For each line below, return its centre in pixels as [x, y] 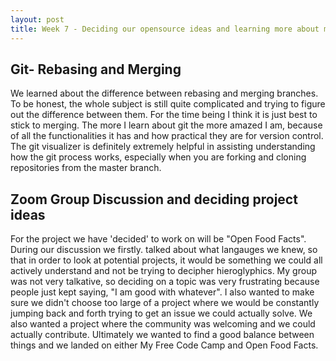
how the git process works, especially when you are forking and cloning [158, 157]
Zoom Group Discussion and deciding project [154, 199]
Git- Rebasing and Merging [96, 69]
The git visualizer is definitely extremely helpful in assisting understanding [163, 147]
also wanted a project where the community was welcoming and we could [163, 324]
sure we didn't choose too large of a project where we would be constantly [165, 303]
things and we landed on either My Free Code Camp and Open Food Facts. [164, 345]
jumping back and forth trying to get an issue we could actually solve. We [161, 313]
